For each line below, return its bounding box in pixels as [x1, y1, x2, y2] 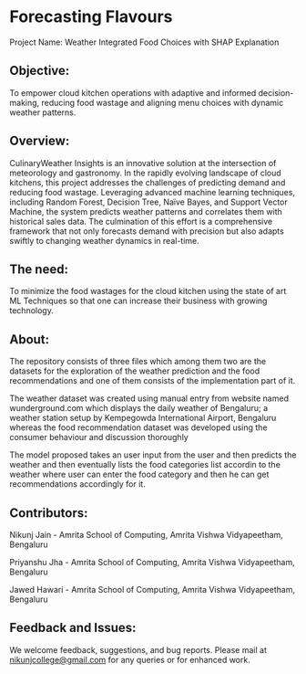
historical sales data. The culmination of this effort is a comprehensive [9, 216, 273, 226]
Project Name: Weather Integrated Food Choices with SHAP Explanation [9, 37, 280, 47]
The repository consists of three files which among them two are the [9, 356, 267, 367]
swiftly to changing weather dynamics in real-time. [9, 235, 200, 246]
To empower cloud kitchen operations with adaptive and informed [9, 87, 257, 98]
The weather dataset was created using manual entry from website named [9, 393, 290, 404]
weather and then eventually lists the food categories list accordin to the [9, 459, 280, 470]
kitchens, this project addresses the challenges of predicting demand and [9, 176, 286, 188]
